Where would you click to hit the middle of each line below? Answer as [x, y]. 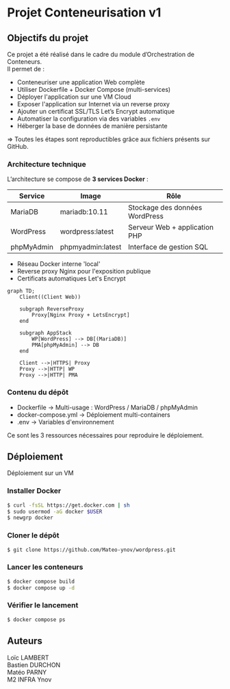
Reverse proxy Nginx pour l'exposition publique [84, 271]
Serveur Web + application [171, 228]
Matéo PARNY [27, 672]
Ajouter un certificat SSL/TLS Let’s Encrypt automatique [96, 111]
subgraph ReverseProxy [52, 309]
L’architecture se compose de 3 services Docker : [78, 179]
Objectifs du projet [48, 38]
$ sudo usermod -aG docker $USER [55, 511]
